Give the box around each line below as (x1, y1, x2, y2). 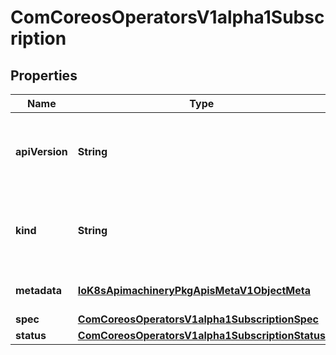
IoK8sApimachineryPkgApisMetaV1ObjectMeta (77, 284, 311, 297)
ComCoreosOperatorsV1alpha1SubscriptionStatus (77, 329, 326, 342)
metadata (15, 284, 62, 297)
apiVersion (15, 145, 68, 158)
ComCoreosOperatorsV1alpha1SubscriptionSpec (77, 312, 319, 326)
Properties (10, 67, 78, 84)
